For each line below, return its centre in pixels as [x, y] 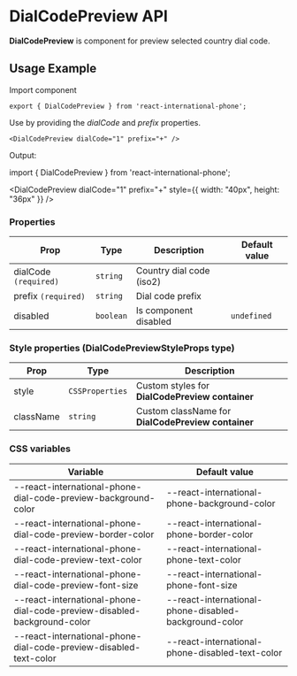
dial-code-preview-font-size [76, 585]
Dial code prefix [168, 296]
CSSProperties [98, 392]
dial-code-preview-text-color [78, 559]
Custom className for [183, 411]
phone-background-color [221, 503]
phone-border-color [210, 534]
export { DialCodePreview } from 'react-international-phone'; [128, 106]
